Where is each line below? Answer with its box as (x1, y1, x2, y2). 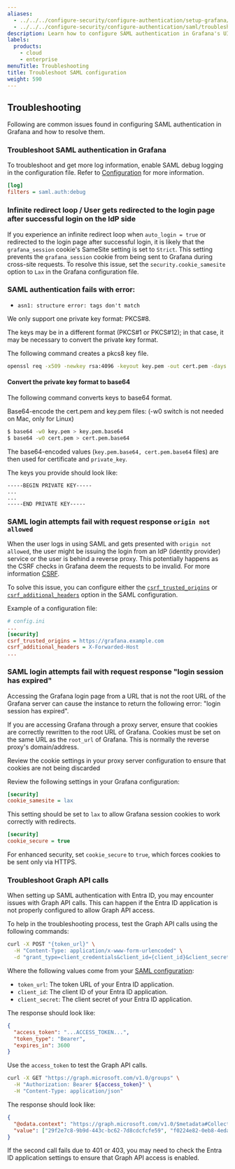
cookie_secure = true (7, 838, 71, 845)
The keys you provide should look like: (7, 468, 118, 477)
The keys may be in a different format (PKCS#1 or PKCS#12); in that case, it (7, 328, 224, 336)
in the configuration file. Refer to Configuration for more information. (7, 169, 204, 177)
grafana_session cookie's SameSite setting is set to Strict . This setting (7, 245, 213, 253)
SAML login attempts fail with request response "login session (7, 667, 224, 677)
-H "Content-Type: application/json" (13, 1088, 124, 1095)
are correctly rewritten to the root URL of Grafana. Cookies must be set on (7, 727, 221, 736)
